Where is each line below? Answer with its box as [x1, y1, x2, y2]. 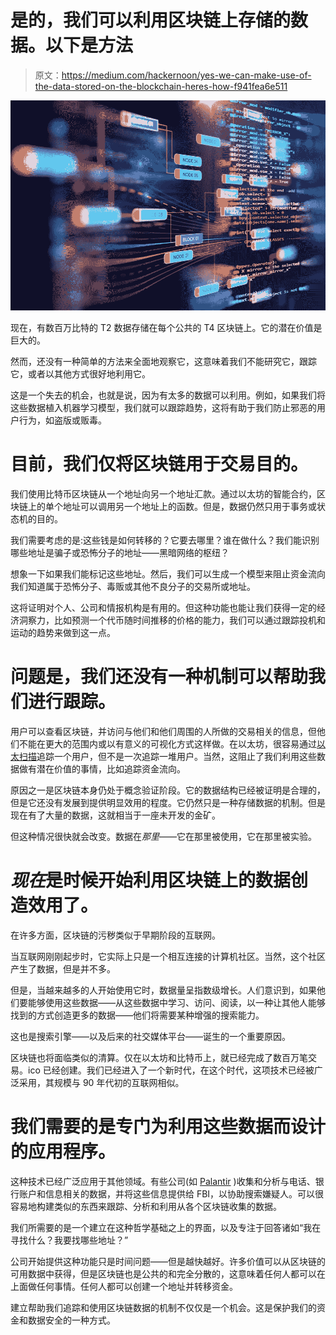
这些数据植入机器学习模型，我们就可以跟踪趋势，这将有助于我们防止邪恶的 [10, 402, 317, 414]
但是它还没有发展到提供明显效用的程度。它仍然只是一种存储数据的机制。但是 [10, 796, 326, 808]
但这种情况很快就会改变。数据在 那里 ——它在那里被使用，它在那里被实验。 [10, 830, 317, 842]
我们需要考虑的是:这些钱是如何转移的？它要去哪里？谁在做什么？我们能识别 [10, 534, 320, 546]
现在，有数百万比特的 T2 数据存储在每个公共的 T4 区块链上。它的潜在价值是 [10, 322, 323, 334]
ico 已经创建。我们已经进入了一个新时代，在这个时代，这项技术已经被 [27, 1064, 315, 1076]
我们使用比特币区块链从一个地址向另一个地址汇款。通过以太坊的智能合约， [10, 488, 317, 500]
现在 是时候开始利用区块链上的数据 [10, 869, 292, 892]
